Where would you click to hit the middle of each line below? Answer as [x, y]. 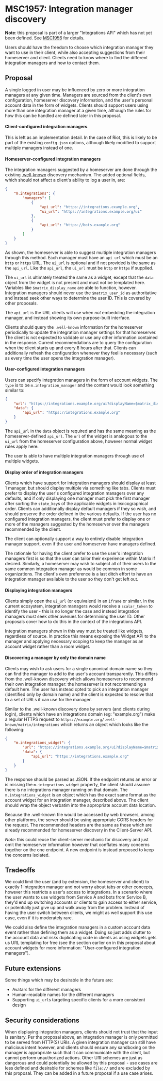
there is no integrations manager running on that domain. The [66, 790]
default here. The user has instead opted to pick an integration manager [77, 689]
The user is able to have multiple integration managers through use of [75, 456]
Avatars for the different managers [46, 990]
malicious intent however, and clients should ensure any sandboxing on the [80, 1047]
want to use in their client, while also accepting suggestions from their [75, 52]
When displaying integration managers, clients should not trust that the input [81, 1032]
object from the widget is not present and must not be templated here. [75, 282]
